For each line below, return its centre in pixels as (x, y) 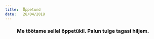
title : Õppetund (23, 10)
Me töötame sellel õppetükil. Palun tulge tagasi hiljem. (83, 31)
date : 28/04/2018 (25, 14)
